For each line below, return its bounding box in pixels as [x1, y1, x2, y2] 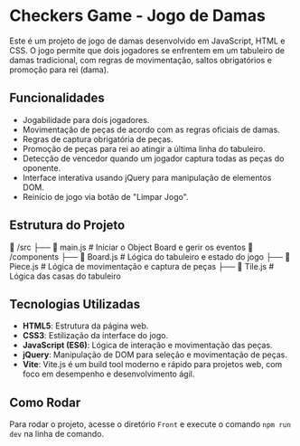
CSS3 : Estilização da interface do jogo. [22, 330, 169, 341]
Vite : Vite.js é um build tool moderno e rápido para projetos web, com [22, 359, 283, 370]
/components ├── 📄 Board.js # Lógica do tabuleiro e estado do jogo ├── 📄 [9, 251, 291, 262]
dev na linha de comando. [9, 429, 105, 440]
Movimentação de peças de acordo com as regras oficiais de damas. [22, 124, 280, 135]
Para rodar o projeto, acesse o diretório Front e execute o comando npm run [9, 419, 292, 430]
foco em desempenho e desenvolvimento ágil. [22, 368, 195, 380]
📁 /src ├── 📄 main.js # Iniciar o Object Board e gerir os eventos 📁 [9, 242, 254, 252]
